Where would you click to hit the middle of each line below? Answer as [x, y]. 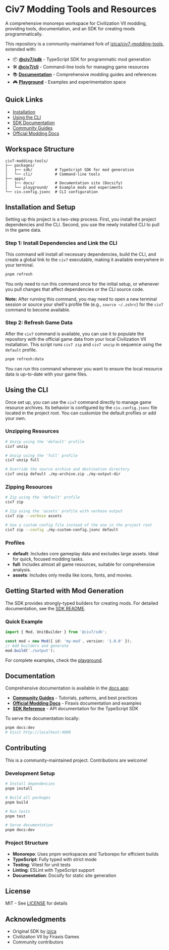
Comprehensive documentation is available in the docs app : [67, 688]
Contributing [26, 748]
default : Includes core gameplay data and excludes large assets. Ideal [86, 553]
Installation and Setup [40, 207]
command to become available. [38, 309]
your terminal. [20, 265]
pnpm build [17, 802]
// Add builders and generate [37, 646]
